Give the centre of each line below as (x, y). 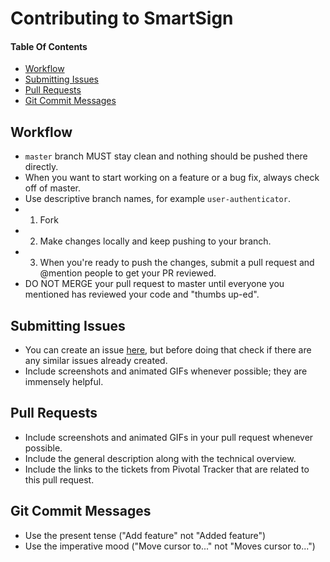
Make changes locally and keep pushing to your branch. (155, 241)
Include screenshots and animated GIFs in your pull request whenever (169, 437)
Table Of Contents (49, 46)
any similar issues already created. (96, 361)
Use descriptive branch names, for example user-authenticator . (157, 199)
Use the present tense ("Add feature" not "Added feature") (145, 535)
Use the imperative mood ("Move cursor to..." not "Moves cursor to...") (170, 546)
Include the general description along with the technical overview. (160, 458)
